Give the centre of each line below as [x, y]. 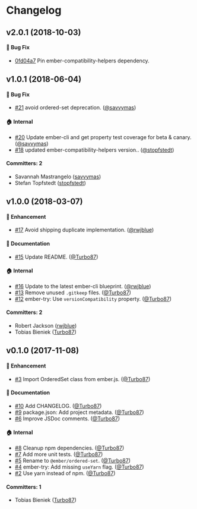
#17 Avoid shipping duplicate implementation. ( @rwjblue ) [84, 230]
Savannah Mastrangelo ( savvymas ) [58, 177]
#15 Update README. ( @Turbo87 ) [56, 257]
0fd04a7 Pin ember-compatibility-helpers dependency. [82, 61]
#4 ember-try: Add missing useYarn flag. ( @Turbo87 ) [79, 467]
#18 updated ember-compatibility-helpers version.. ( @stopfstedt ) [94, 150]
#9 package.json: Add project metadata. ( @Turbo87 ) [79, 412]
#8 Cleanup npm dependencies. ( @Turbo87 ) [69, 448]
